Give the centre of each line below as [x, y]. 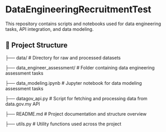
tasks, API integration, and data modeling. [50, 29]
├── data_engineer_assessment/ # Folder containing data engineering [80, 67]
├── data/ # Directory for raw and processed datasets [63, 58]
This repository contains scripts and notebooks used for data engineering [83, 24]
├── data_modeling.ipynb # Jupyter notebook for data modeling [74, 83]
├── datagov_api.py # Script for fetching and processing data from [76, 98]
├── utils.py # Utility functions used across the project [63, 124]
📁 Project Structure [36, 45]
